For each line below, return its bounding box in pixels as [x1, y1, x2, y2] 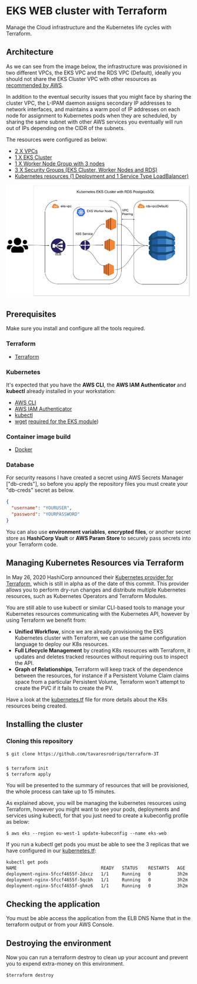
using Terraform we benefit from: [6, 616, 86, 623]
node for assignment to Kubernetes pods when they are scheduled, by [6, 112, 177, 119]
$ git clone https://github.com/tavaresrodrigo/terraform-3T [6, 751, 159, 757]
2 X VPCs [14, 147, 38, 154]
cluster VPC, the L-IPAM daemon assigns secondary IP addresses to [6, 99, 172, 106]
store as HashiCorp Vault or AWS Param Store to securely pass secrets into [6, 534, 191, 541]
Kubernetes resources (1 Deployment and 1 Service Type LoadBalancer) [14, 173, 189, 180]
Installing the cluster [6, 719, 84, 729]
